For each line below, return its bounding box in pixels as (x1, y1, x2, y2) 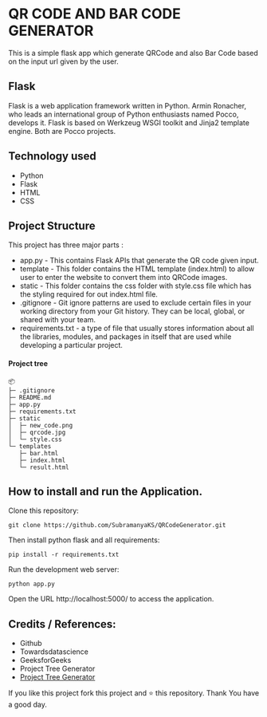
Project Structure (8, 219, 96, 232)
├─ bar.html (18, 449, 59, 457)
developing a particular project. (19, 341, 124, 350)
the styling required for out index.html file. (19, 290, 158, 299)
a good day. (8, 699, 48, 710)
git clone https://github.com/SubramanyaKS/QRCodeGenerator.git (8, 522, 226, 530)
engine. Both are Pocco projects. (8, 126, 116, 136)
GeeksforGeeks (19, 656, 72, 665)
